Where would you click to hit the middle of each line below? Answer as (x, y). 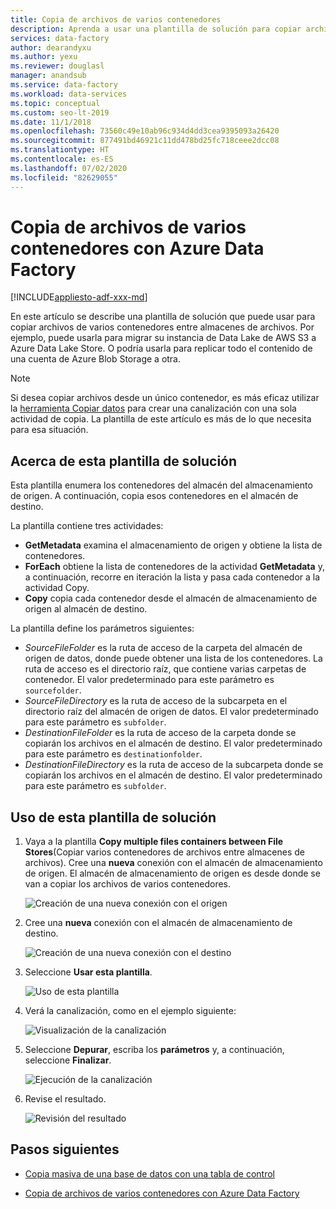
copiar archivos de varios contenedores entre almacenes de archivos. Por (162, 327)
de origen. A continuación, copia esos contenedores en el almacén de (154, 496)
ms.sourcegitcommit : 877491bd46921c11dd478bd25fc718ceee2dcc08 (145, 141)
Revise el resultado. (65, 1099)
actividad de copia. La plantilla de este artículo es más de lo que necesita (161, 419)
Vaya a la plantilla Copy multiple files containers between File (154, 842)
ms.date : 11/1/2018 (51, 122)
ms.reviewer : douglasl (57, 66)
